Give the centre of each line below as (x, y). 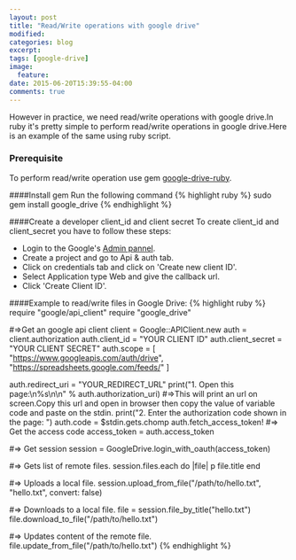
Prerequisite (36, 159)
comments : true (37, 91)
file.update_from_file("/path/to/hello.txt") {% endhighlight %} (121, 545)
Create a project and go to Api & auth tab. (98, 257)
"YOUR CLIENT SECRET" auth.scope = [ (82, 348)
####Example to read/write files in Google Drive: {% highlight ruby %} (137, 303)
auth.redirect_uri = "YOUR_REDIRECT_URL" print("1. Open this (122, 384)
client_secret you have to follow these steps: (90, 230)
